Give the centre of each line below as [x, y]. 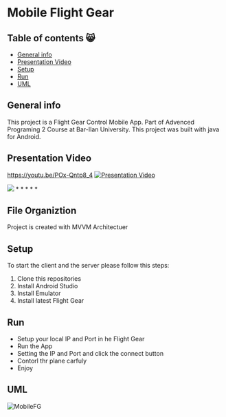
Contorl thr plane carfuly [52, 361]
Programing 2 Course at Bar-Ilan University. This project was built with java [113, 129]
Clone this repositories [49, 279]
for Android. [24, 136]
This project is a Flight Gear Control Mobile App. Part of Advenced [101, 122]
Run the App [35, 346]
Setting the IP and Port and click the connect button [90, 354]
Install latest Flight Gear [50, 301]
